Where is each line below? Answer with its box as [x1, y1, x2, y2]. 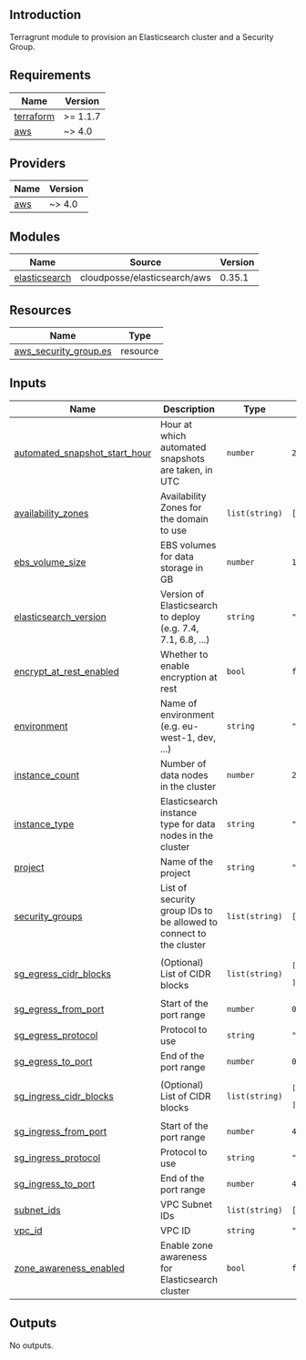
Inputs [9, 375, 47, 391]
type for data [159, 817, 216, 830]
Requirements [9, 67, 91, 83]
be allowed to [159, 915, 219, 928]
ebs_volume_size [14, 556, 87, 568]
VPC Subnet [159, 1198, 212, 1211]
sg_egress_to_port [14, 1055, 93, 1068]
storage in [159, 561, 203, 574]
